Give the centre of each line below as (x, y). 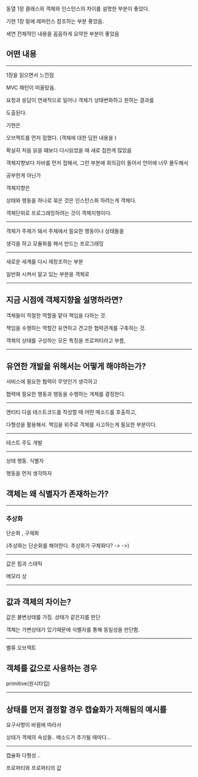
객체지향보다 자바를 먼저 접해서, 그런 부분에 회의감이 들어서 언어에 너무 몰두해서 (97, 163)
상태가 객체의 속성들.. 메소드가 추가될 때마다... (59, 737)
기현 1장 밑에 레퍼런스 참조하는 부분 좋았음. (55, 21)
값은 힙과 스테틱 (24, 563)
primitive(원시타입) (28, 684)
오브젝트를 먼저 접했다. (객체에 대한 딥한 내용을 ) (61, 137)
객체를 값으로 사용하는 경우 (52, 668)
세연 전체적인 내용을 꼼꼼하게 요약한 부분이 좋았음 (63, 34)
